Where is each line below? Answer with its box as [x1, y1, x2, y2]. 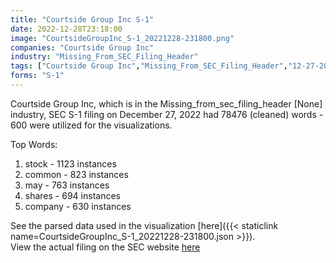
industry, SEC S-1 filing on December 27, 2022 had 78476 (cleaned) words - [10, 108, 324, 120]
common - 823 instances [24, 168, 129, 180]
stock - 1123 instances [24, 157, 117, 170]
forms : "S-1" [10, 71, 65, 81]
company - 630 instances [24, 200, 132, 212]
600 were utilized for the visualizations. [10, 119, 173, 131]
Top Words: [10, 138, 58, 150]
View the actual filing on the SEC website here [10, 241, 201, 253]
